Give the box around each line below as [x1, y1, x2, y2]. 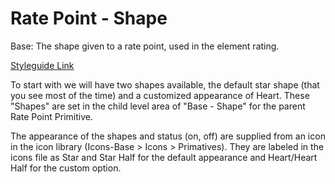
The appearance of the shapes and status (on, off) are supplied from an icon [10, 130, 326, 142]
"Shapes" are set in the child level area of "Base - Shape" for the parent [10, 100, 306, 112]
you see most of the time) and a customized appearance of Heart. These [10, 89, 310, 101]
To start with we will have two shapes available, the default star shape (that [10, 78, 320, 91]
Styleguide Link [10, 59, 75, 71]
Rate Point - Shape [10, 7, 168, 30]
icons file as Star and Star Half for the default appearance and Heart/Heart [10, 151, 318, 163]
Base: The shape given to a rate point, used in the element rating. [10, 40, 280, 52]
